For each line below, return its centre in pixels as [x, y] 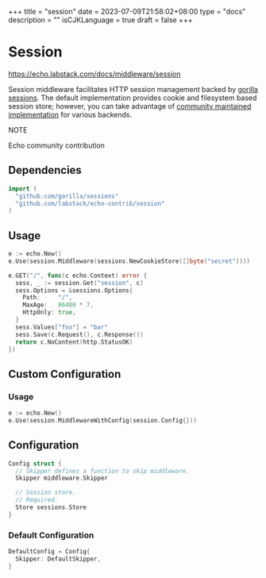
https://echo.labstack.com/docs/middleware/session [94, 74]
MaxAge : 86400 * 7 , [58, 305]
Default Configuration [51, 535]
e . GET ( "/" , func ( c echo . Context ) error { [78, 276]
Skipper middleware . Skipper [62, 478]
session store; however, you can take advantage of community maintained [130, 106]
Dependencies [45, 170]
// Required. [37, 500]
